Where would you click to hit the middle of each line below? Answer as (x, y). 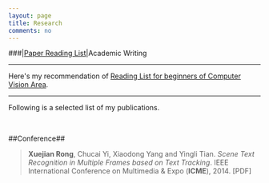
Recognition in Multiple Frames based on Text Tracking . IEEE (128, 163)
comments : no (30, 30)
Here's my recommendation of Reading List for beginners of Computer (125, 76)
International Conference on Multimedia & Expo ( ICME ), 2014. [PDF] (140, 171)
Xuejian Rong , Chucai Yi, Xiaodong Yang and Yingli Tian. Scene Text (141, 154)
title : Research (35, 23)
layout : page (30, 16)
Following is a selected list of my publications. (84, 108)
